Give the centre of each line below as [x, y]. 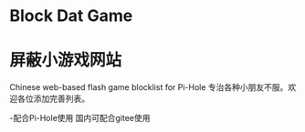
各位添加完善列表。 [53, 99]
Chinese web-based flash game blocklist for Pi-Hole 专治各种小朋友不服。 [149, 87]
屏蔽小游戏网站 [66, 61]
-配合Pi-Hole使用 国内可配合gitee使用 [80, 118]
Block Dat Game [71, 16]
